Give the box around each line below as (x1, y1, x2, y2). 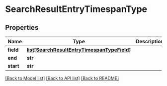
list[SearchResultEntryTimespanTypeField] (26, 46, 131, 53)
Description (136, 38, 164, 45)
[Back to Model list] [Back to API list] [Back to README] (5, 76, 119, 81)
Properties (5, 23, 39, 32)
